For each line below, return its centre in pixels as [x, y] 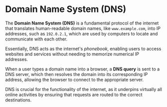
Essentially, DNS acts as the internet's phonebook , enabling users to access [83, 48]
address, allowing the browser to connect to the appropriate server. [74, 79]
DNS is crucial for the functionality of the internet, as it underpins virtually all [83, 89]
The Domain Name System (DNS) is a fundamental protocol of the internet [82, 23]
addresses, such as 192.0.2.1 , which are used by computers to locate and [82, 33]
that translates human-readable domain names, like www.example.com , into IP [83, 28]
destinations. [18, 100]
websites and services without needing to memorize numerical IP [72, 54]
